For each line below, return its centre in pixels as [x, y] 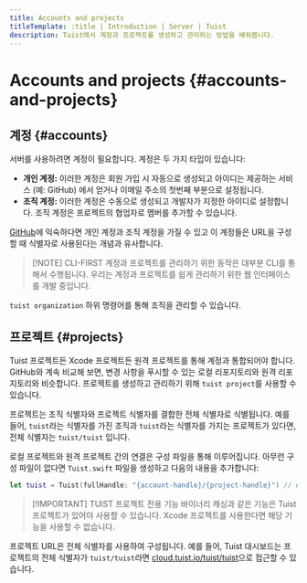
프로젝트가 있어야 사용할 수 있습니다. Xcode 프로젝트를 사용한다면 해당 [157, 515]
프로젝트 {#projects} [67, 337]
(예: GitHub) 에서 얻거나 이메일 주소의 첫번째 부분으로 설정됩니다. [148, 190]
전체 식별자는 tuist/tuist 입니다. [70, 437]
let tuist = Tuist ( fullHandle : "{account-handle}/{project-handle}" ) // [151, 485]
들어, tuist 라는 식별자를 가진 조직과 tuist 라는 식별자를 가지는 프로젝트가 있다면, [153, 426]
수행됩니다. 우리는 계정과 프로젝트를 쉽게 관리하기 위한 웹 [150, 274]
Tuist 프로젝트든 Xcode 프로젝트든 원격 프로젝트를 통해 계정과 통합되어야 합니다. [152, 361]
